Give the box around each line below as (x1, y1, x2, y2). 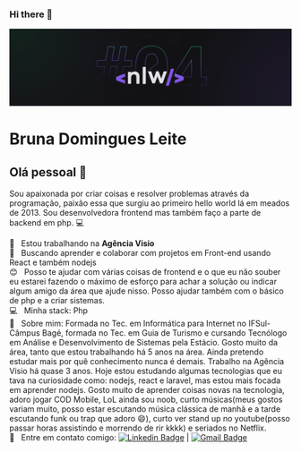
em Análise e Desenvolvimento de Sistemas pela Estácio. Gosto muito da (9, 337, 279, 348)
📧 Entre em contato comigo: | (9, 432, 190, 443)
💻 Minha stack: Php (9, 305, 88, 316)
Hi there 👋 (9, 8, 54, 21)
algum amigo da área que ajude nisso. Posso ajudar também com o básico (9, 286, 284, 296)
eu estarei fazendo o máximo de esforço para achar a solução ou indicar (9, 277, 278, 287)
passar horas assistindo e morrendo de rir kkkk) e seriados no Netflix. (9, 422, 267, 433)
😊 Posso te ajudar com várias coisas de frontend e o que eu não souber (9, 267, 281, 277)
